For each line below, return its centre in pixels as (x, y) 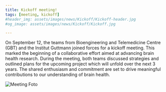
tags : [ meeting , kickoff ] (32, 15)
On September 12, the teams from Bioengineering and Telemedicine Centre (83, 43)
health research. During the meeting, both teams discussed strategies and (82, 59)
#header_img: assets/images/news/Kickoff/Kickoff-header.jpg (71, 19)
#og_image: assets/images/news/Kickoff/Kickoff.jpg (60, 24)
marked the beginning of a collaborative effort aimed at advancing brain (80, 53)
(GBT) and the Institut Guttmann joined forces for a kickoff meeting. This (80, 48)
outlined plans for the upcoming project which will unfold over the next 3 (80, 64)
